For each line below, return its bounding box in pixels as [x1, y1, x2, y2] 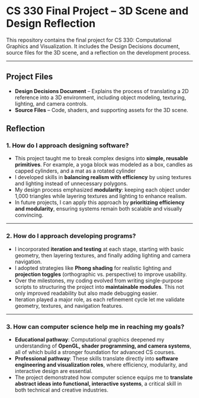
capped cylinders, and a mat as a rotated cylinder [14, 167, 136, 174]
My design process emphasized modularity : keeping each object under [14, 186, 191, 193]
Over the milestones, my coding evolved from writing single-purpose [14, 277, 183, 284]
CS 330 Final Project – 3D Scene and [6, 4, 189, 18]
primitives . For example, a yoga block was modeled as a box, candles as [14, 161, 193, 168]
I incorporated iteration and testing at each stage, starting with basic [14, 245, 184, 253]
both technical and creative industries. [14, 387, 108, 394]
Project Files [6, 72, 53, 82]
